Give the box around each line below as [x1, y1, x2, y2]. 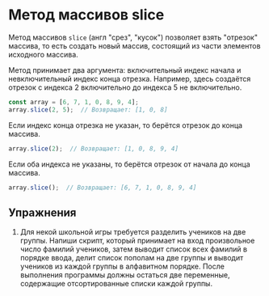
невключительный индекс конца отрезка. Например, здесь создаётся [8, 74, 251, 83]
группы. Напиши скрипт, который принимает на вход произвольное [19, 236, 255, 246]
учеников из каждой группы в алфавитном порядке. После [19, 261, 225, 272]
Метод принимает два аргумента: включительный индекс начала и [8, 65, 242, 74]
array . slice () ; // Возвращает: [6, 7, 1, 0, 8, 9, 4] [8, 184, 197, 192]
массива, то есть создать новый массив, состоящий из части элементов [8, 40, 261, 50]
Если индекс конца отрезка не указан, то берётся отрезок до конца [8, 120, 243, 130]
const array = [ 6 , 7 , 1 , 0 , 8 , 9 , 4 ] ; [8, 98, 140, 106]
